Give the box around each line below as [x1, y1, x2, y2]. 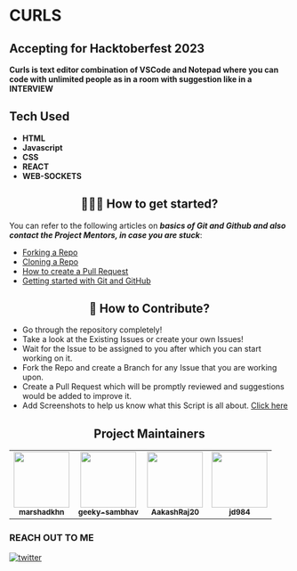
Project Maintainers [93, 426, 205, 441]
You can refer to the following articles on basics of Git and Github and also [9, 220, 286, 231]
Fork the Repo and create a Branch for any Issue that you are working [21, 363, 277, 373]
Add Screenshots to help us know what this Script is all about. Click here [21, 400, 288, 411]
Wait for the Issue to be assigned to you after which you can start [21, 344, 261, 355]
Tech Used [9, 109, 70, 125]
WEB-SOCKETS [21, 170, 82, 181]
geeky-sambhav [78, 507, 140, 518]
